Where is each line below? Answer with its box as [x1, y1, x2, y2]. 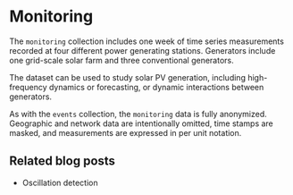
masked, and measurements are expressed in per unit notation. [9, 127, 242, 138]
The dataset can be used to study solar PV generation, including [9, 72, 246, 82]
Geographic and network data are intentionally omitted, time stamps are [9, 118, 274, 129]
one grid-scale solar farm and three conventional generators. [9, 55, 234, 65]
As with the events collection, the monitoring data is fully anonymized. [9, 108, 268, 119]
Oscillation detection [21, 177, 98, 188]
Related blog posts [9, 154, 116, 169]
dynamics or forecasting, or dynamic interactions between [48, 81, 264, 92]
